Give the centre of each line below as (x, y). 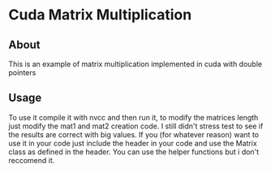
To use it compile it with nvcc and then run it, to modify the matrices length (133, 117)
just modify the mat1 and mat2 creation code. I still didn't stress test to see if (136, 126)
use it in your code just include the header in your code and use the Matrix (133, 143)
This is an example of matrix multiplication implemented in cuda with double (135, 64)
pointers (22, 73)
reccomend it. (32, 160)
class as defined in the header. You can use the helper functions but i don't (134, 152)
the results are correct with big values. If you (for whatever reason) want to (134, 134)
